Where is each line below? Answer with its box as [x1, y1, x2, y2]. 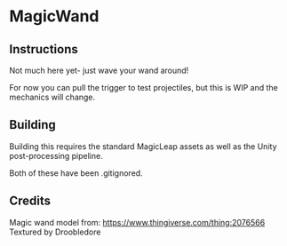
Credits [9, 194, 52, 209]
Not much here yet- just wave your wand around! [9, 65, 189, 75]
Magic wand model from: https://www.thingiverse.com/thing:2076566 [9, 217, 266, 227]
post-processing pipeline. [9, 150, 104, 161]
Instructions [9, 42, 78, 57]
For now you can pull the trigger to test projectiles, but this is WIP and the [9, 83, 278, 92]
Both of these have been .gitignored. [9, 167, 144, 179]
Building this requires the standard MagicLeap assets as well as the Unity [9, 140, 277, 152]
